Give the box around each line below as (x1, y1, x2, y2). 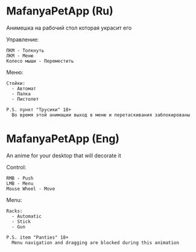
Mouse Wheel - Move (6, 186, 55, 192)
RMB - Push (6, 175, 34, 181)
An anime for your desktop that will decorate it (6, 152, 122, 159)
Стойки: (6, 80, 26, 86)
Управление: (6, 36, 39, 43)
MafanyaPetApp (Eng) (6, 132, 119, 146)
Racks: (6, 208, 23, 214)
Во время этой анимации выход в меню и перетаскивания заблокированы (11, 112, 190, 118)
